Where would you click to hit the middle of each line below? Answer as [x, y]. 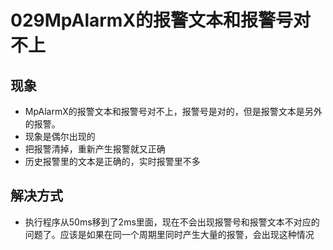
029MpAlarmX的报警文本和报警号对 [161, 20]
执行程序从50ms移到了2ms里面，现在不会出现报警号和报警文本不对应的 [172, 222]
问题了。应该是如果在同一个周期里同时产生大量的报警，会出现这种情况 [169, 234]
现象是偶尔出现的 [60, 136]
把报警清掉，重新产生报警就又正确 [95, 149]
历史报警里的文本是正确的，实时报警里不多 [112, 161]
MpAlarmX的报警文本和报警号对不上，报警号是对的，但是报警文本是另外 [173, 111]
